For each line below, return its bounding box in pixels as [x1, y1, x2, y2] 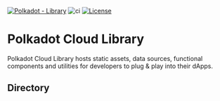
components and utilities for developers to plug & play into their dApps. [7, 62, 213, 70]
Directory [7, 82, 50, 94]
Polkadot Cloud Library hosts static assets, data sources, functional [7, 54, 203, 62]
